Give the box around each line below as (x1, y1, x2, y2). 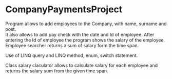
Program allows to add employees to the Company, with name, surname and (5, 21, 167, 27)
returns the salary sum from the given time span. (5, 68, 109, 74)
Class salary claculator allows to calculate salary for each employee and (5, 62, 158, 68)
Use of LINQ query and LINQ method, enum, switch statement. (5, 52, 138, 58)
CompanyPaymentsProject (5, 4, 123, 15)
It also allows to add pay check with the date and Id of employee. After (5, 31, 155, 37)
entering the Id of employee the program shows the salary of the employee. (5, 37, 165, 43)
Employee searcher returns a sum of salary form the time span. (5, 42, 139, 48)
